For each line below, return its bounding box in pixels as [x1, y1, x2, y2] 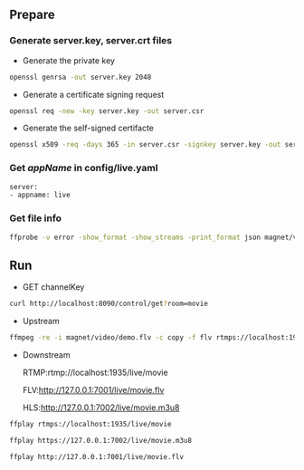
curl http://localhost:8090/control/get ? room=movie [9, 299, 208, 309]
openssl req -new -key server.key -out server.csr [9, 106, 204, 116]
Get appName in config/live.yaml [9, 162, 158, 175]
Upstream [22, 316, 61, 327]
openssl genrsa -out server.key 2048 [9, 72, 152, 82]
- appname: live [9, 190, 71, 200]
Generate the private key [22, 54, 116, 66]
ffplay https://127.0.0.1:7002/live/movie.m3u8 [9, 436, 193, 445]
